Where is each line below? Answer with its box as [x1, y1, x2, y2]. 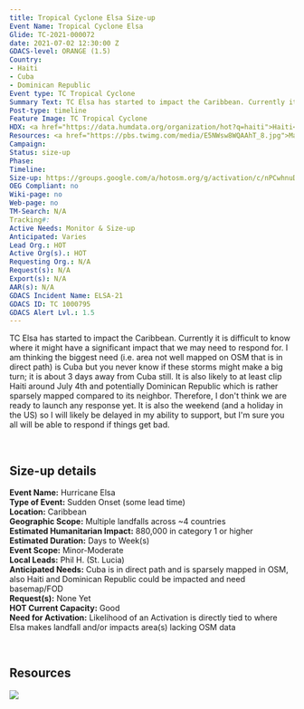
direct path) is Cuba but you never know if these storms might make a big [9, 361, 283, 372]
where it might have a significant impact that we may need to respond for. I [9, 342, 289, 353]
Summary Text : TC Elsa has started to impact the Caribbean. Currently [9, 97, 285, 107]
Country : [9, 55, 43, 64]
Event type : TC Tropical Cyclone [9, 89, 136, 98]
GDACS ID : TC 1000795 [9, 300, 91, 309]
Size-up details [9, 463, 97, 478]
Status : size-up [9, 148, 71, 157]
